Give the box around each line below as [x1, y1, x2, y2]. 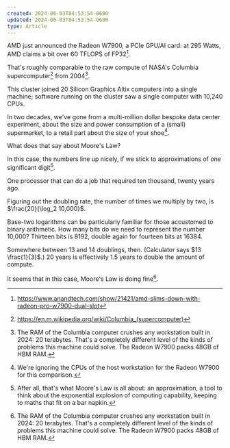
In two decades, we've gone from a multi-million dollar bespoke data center [7, 112, 220, 121]
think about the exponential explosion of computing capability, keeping [16, 391, 217, 399]
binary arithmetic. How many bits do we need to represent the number [7, 225, 205, 233]
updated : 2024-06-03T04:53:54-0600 [7, 16, 109, 23]
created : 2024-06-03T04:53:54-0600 [7, 10, 109, 17]
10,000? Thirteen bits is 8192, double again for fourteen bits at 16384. [7, 232, 203, 240]
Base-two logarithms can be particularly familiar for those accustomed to [7, 218, 214, 226]
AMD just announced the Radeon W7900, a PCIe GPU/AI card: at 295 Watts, [7, 42, 221, 50]
